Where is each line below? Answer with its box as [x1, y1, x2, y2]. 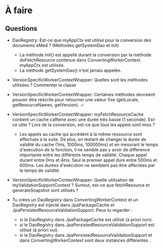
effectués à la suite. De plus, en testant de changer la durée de [19, 137, 146, 142]
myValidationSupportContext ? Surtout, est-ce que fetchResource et [12, 182, 150, 188]
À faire [5, 5, 33, 16]
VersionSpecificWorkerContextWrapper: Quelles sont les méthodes [12, 77, 148, 83]
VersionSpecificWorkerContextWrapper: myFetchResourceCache [12, 111, 144, 117]
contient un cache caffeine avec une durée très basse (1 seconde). [12, 117, 147, 122]
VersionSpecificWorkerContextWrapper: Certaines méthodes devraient [12, 92, 156, 97]
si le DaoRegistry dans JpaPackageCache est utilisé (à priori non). [19, 217, 153, 222]
